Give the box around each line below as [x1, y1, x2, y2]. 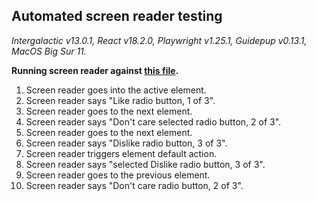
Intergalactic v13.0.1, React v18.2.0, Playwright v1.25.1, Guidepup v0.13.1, [11, 34, 308, 46]
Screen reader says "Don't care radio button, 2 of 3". [25, 179, 244, 191]
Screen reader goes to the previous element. [25, 169, 211, 181]
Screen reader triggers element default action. [25, 147, 218, 159]
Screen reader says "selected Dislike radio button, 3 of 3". [25, 158, 266, 170]
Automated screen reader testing [11, 8, 223, 25]
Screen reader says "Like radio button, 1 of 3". [25, 94, 216, 106]
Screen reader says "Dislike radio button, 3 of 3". [25, 137, 228, 149]
